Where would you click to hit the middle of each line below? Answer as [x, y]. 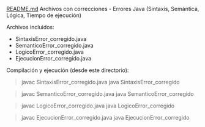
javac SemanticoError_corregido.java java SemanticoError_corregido [107, 94]
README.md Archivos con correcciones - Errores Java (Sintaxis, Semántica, [103, 9]
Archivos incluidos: [30, 27]
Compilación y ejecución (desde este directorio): [68, 70]
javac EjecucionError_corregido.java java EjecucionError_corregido [105, 118]
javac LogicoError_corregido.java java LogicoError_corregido [98, 106]
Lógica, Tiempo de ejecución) [44, 15]
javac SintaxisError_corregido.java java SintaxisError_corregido [100, 82]
